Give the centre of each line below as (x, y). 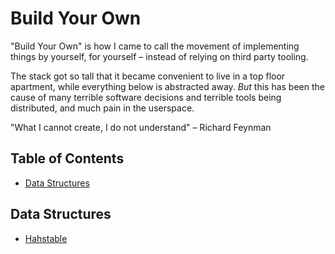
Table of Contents (67, 158)
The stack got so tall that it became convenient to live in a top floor (148, 76)
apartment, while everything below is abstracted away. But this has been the (167, 86)
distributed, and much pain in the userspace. (102, 108)
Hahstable (46, 238)
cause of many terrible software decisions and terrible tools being (146, 97)
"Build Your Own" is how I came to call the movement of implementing (155, 46)
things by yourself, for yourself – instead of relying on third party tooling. (159, 56)
